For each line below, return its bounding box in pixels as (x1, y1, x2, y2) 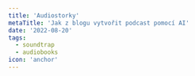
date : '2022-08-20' (8, 26, 73, 34)
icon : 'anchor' (8, 56, 59, 64)
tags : (8, 33, 26, 42)
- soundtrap (15, 41, 55, 49)
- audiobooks (15, 48, 59, 56)
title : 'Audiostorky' (8, 11, 80, 20)
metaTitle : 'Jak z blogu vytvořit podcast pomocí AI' (8, 19, 190, 27)
